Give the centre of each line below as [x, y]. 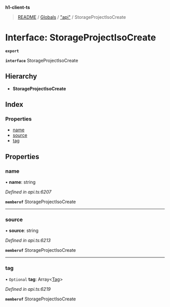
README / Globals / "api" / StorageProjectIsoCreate [72, 17]
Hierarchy [21, 76]
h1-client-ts [18, 7]
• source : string [22, 231]
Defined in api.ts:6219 [28, 289]
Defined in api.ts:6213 [28, 241]
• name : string [20, 182]
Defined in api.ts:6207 [28, 192]
